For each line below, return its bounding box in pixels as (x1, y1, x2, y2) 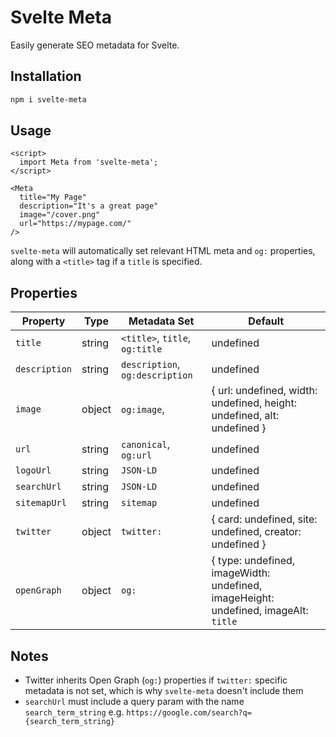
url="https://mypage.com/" (19, 219, 132, 229)
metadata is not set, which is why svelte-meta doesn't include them (24, 685, 304, 697)
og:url (121, 450, 153, 461)
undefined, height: (211, 396, 298, 410)
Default (248, 314, 285, 328)
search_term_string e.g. (24, 706, 125, 718)
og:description (121, 370, 193, 381)
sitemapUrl (15, 497, 67, 509)
